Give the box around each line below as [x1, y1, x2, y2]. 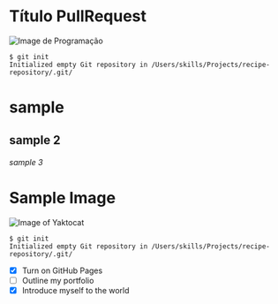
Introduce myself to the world [21, 285, 130, 296]
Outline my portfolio [21, 276, 94, 286]
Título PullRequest [9, 6, 147, 27]
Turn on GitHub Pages [21, 265, 103, 276]
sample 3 [9, 157, 43, 168]
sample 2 [9, 133, 61, 148]
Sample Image [9, 188, 116, 209]
